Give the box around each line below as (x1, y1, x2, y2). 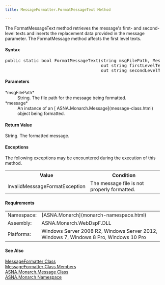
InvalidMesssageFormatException (7, 183, 86, 190)
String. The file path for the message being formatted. (17, 95, 127, 101)
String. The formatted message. (5, 133, 70, 139)
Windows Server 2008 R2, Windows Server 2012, (41, 228, 158, 235)
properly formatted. (90, 186, 136, 193)
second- (142, 25, 160, 31)
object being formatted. (17, 110, 65, 116)
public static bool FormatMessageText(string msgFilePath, (5, 58, 151, 63)
